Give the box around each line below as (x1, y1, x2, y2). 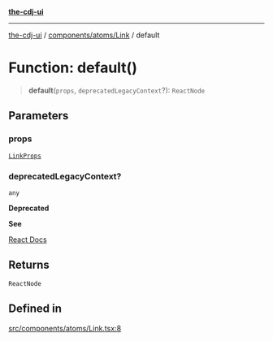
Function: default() (8, 58, 138, 77)
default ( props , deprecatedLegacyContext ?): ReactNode (28, 85, 206, 95)
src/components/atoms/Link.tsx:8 (8, 323, 122, 333)
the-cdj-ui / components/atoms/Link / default (8, 30, 160, 40)
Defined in (8, 302, 63, 316)
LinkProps (8, 152, 42, 160)
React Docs (8, 235, 47, 244)
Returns (8, 258, 50, 272)
